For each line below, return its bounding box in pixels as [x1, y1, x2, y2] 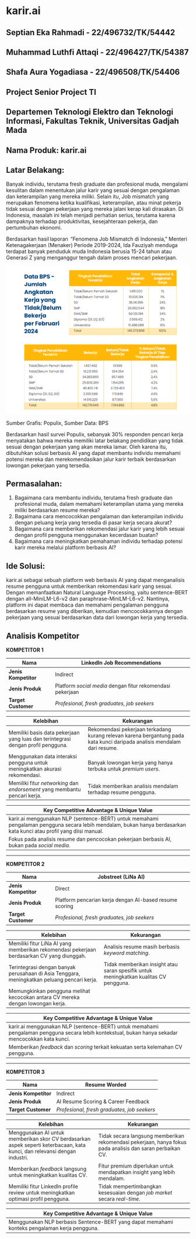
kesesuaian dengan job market [98, 1189, 173, 1196]
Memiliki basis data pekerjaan [8, 729, 80, 736]
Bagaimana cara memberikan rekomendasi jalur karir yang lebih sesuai [14, 525, 185, 532]
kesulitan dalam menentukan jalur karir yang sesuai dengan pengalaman [6, 187, 180, 194]
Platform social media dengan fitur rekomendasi [55, 682, 170, 689]
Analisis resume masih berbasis [104, 943, 180, 950]
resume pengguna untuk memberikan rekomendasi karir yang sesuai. [6, 583, 173, 590]
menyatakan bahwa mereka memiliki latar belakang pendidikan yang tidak [6, 437, 184, 444]
